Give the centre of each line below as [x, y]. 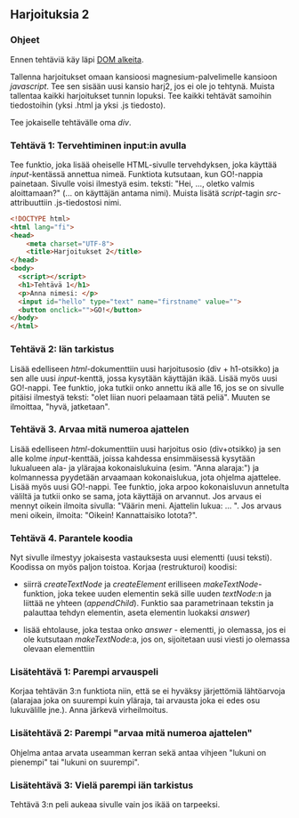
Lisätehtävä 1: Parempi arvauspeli [85, 672]
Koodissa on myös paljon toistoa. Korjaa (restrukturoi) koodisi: [124, 567]
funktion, [39, 594]
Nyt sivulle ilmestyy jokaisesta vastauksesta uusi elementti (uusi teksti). [141, 558]
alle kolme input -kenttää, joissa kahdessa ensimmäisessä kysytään [133, 458]
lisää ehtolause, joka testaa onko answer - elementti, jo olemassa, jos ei [154, 630]
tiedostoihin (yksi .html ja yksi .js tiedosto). [88, 105]
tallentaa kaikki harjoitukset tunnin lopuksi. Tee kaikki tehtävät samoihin [141, 95]
